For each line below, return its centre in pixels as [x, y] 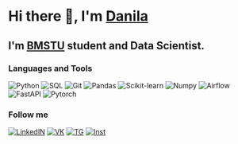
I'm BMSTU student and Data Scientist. [106, 46]
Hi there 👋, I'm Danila [78, 16]
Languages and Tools [50, 68]
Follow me [29, 115]
